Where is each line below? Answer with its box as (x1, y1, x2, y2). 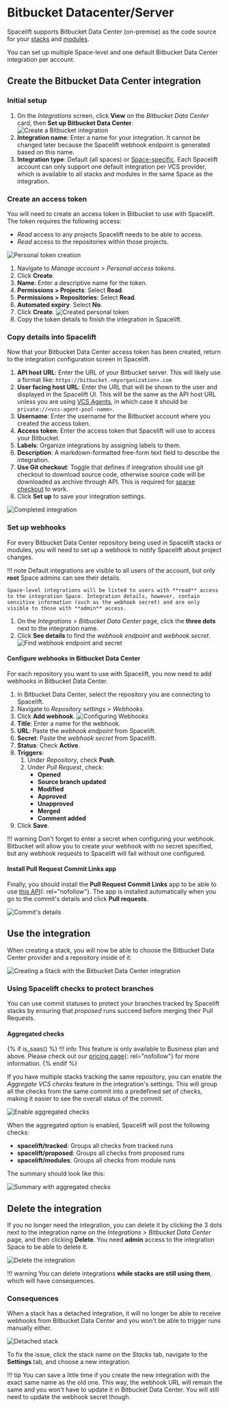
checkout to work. (16, 485, 68, 493)
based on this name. (16, 147, 75, 156)
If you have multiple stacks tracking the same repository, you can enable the (7, 1073, 222, 1081)
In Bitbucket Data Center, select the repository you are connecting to (16, 690, 211, 698)
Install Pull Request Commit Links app (7, 865, 117, 873)
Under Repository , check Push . (27, 756, 116, 764)
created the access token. (16, 420, 91, 428)
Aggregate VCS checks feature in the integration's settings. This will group (7, 1080, 217, 1088)
